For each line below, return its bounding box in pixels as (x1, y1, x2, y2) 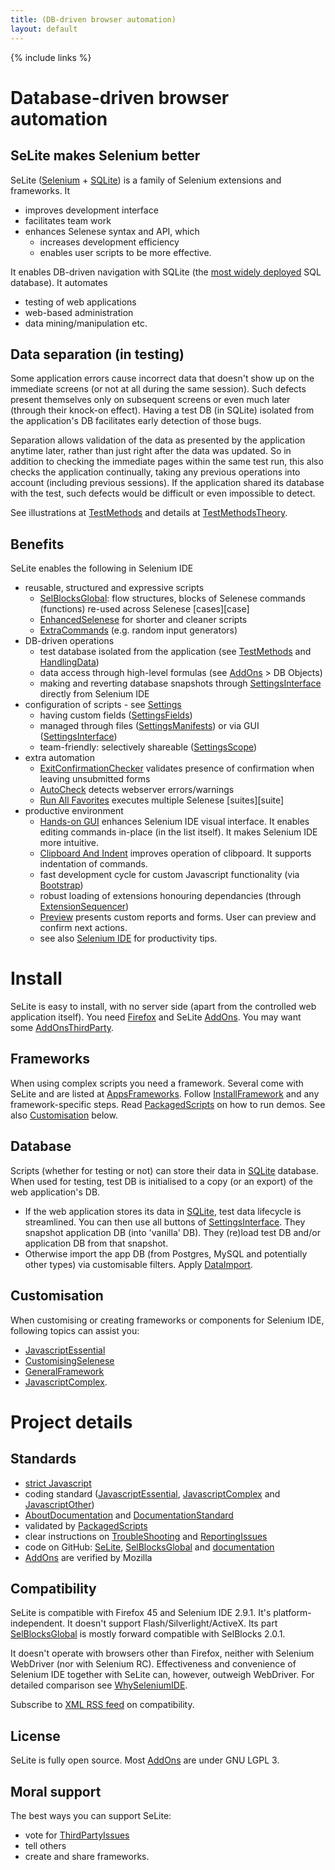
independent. (10, 1617, 66, 1630)
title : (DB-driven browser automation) (10, 14, 177, 25)
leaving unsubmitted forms (39, 773, 151, 785)
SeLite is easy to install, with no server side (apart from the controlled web (10, 1001, 317, 1013)
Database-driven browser (10, 86, 230, 109)
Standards (10, 1451, 77, 1468)
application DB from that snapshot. (24, 1237, 169, 1249)
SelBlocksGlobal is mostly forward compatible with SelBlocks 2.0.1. (10, 1628, 286, 1640)
